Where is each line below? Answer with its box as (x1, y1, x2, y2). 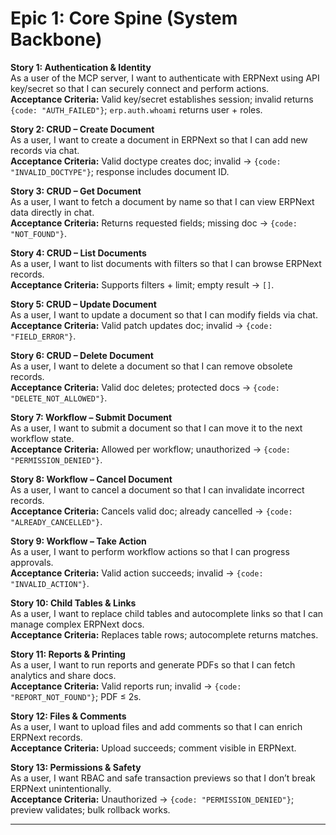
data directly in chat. (10, 206, 95, 218)
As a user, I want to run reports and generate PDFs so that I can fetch (10, 658, 296, 671)
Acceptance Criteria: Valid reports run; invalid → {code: (10, 680, 242, 692)
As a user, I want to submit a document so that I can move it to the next (10, 422, 303, 434)
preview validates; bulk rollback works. (10, 803, 171, 816)
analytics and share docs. (10, 669, 117, 681)
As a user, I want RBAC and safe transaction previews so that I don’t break (10, 772, 316, 784)
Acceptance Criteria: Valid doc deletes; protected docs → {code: (10, 381, 280, 393)
